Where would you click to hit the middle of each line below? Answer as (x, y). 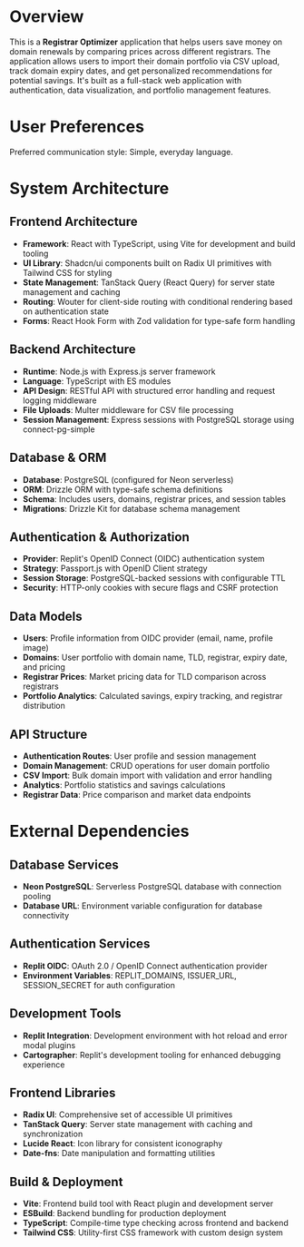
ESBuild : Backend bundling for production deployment (124, 1213)
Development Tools (65, 1014)
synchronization (53, 1134)
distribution (44, 706)
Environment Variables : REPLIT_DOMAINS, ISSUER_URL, (130, 975)
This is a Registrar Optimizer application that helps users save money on (146, 42)
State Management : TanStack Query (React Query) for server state (148, 282)
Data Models (46, 616)
